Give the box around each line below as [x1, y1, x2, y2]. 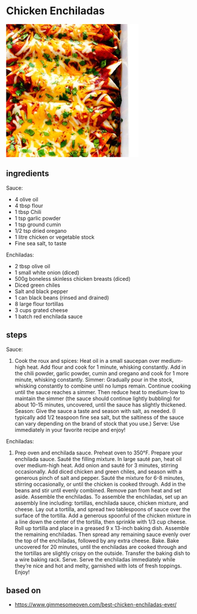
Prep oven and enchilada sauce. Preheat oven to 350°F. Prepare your [14, 449, 183, 456]
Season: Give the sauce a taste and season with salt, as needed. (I [14, 407, 176, 414]
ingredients [6, 168, 49, 178]
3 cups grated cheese [14, 306, 68, 314]
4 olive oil [14, 196, 38, 203]
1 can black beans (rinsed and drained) [14, 294, 109, 301]
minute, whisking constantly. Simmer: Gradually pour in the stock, [14, 376, 174, 383]
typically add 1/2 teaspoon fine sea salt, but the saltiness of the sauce [14, 414, 184, 421]
